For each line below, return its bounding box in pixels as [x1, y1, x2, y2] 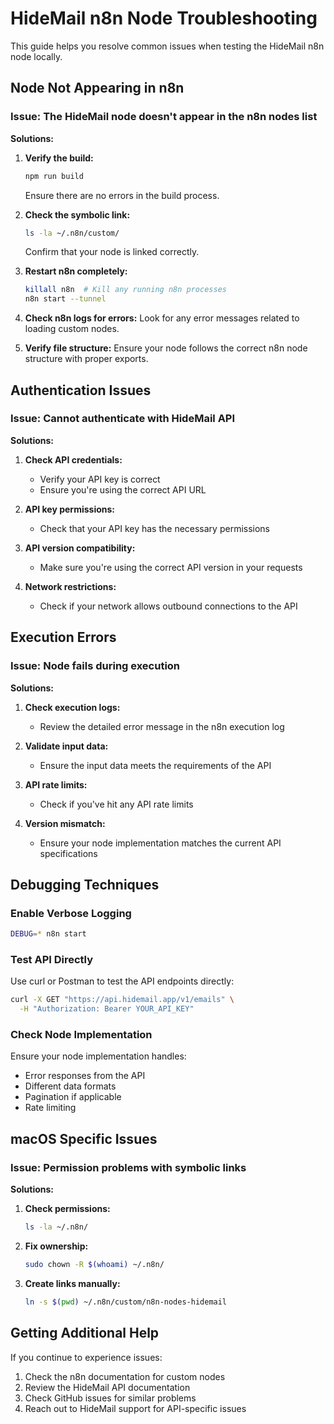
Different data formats [24, 1080, 117, 1092]
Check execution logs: [24, 701, 121, 713]
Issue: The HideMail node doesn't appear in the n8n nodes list [10, 110, 318, 124]
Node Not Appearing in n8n [10, 80, 185, 97]
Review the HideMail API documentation [24, 1381, 191, 1393]
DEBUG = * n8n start [10, 929, 87, 939]
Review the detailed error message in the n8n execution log [39, 720, 285, 732]
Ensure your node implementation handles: [10, 1050, 187, 1062]
